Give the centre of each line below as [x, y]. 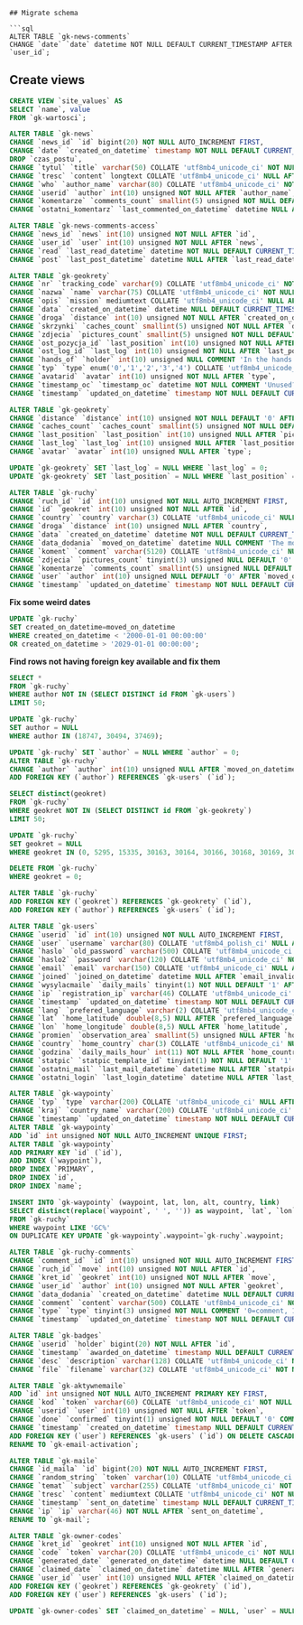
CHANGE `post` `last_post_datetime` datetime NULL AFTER [119, 259]
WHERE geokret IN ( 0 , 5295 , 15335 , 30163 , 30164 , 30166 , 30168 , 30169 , [147, 852]
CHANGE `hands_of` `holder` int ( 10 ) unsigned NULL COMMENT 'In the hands [151, 360]
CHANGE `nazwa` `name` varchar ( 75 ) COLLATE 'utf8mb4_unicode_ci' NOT [143, 293]
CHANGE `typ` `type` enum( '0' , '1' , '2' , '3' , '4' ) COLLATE [116, 369]
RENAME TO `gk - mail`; [50, 1519]
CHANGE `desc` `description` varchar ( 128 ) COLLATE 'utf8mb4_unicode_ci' [149, 1361]
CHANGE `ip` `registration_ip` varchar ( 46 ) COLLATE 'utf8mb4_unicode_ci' [151, 994]
